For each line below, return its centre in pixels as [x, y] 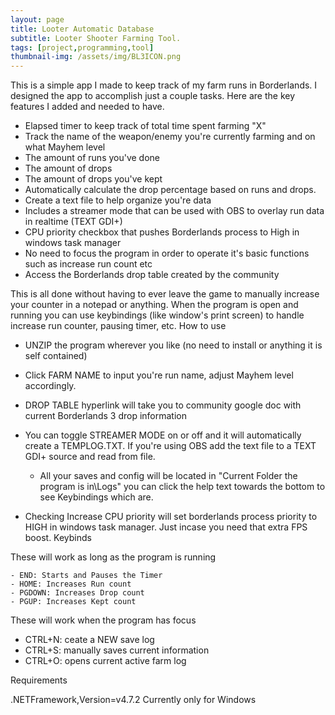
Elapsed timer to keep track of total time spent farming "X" [145, 126]
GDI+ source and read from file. [90, 457]
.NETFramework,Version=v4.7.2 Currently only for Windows [133, 700]
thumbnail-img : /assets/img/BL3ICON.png [96, 57]
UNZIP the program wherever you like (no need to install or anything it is [173, 345]
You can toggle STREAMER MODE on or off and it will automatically [163, 435]
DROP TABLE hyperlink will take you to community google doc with [163, 405]
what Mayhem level [65, 147]
